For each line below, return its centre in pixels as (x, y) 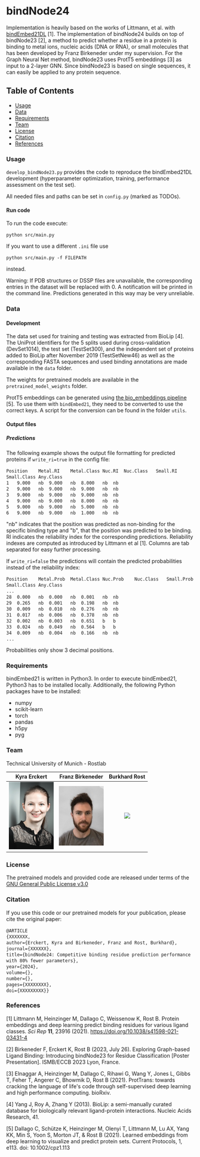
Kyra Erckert (31, 777)
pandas (24, 722)
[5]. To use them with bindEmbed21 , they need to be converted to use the (95, 404)
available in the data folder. (39, 368)
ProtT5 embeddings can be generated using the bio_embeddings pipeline (96, 398)
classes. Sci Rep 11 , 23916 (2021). (48, 1031)
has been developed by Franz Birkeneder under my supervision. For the (95, 53)
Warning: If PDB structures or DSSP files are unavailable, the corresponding (99, 281)
